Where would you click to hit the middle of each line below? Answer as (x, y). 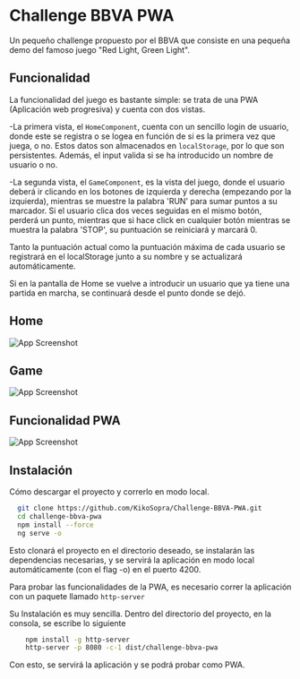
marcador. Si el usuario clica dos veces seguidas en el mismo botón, (136, 211)
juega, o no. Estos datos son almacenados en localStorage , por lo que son (147, 145)
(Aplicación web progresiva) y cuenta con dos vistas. (107, 109)
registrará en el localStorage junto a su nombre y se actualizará (126, 256)
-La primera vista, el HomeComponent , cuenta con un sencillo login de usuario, (149, 126)
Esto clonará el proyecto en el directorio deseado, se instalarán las (132, 550)
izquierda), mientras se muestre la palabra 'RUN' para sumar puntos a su (143, 201)
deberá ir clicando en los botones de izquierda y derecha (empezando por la (150, 191)
